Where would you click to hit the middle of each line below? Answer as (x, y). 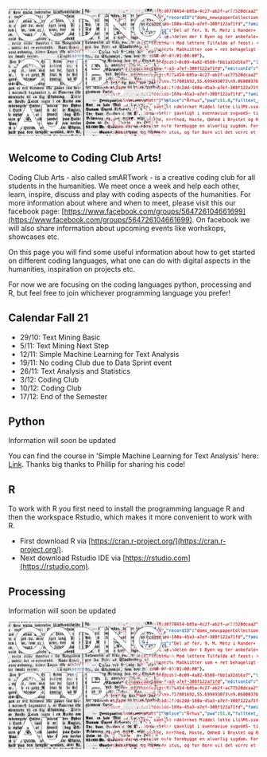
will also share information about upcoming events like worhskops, (117, 228)
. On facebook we (221, 219)
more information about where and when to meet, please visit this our (122, 202)
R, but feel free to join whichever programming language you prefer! (120, 292)
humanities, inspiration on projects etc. (72, 269)
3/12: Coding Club (49, 379)
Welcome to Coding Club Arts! (85, 158)
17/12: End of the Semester (64, 396)
